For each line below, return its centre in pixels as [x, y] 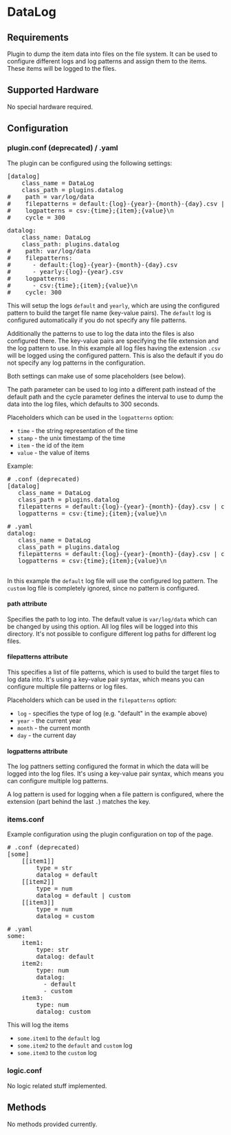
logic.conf [25, 1071]
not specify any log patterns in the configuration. [76, 363]
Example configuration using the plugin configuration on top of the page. [110, 834]
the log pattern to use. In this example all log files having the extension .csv [114, 348]
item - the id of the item [51, 445]
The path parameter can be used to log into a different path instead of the [111, 389]
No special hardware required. [50, 107]
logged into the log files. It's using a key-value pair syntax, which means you [115, 774]
